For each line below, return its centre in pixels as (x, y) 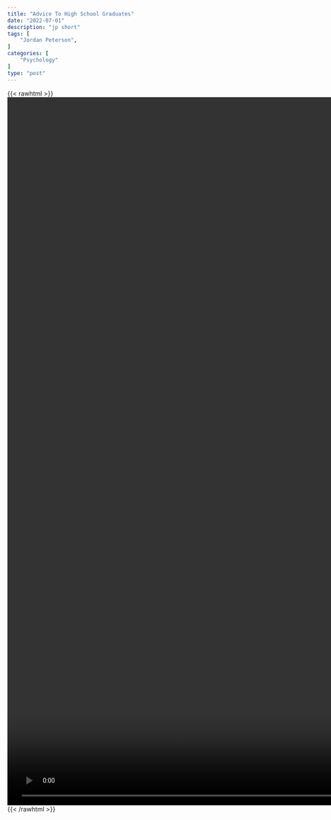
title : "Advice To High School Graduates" (71, 14)
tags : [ (19, 34)
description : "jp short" (44, 27)
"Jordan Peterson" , (49, 40)
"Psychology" (39, 60)
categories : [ (28, 54)
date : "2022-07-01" (36, 21)
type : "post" (27, 73)
